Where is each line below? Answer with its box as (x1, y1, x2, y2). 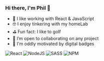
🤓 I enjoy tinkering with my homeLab (12, 21, 88, 27)
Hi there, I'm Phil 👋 (5, 4, 51, 11)
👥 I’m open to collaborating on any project (12, 36, 99, 42)
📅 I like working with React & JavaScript (12, 16, 94, 22)
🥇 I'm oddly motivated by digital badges (12, 41, 94, 47)
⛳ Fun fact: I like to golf (12, 29, 61, 35)
